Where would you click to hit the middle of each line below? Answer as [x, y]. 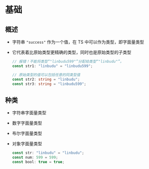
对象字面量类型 [27, 144]
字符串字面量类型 [29, 113]
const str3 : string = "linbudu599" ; [49, 84]
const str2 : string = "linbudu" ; [46, 79]
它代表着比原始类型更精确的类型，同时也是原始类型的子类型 [72, 52]
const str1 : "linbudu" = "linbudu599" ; [52, 66]
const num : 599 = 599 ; [35, 158]
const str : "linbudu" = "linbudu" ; [48, 153]
